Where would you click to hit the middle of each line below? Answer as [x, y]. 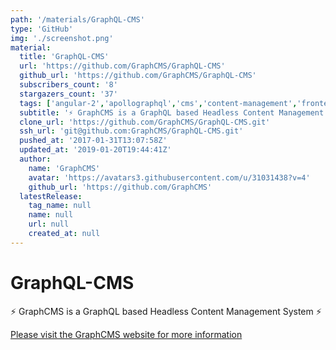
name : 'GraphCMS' [64, 168]
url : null [49, 224]
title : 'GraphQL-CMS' [64, 57]
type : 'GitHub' [42, 29]
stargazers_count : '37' [68, 94]
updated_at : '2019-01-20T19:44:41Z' [95, 150]
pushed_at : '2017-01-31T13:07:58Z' [93, 141]
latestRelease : [51, 196]
